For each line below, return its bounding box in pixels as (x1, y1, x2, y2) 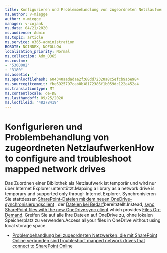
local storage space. (5, 223, 47, 229)
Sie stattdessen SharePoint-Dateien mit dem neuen (5, 196, 110, 202)
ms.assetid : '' (5, 72, 37, 77)
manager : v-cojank (5, 21, 43, 26)
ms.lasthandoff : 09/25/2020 (5, 95, 64, 100)
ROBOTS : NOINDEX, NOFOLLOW (5, 44, 61, 49)
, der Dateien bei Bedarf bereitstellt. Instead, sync (55, 201, 155, 207)
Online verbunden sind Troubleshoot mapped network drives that (12, 238, 145, 244)
